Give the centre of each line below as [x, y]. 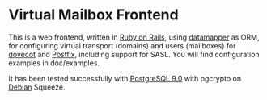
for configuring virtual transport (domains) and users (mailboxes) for [122, 45]
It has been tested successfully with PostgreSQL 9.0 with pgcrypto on [125, 78]
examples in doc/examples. [54, 63]
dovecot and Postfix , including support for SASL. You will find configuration [134, 54]
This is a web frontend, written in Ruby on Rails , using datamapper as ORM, [134, 37]
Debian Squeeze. [37, 87]
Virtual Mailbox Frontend [94, 15]
